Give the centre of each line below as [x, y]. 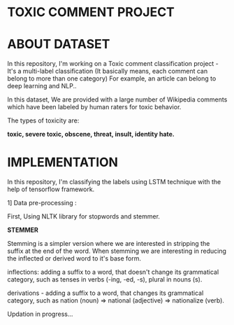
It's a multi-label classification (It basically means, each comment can [108, 71]
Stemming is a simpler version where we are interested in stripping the [109, 244]
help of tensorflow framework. [51, 189]
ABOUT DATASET [59, 44]
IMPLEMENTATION [63, 162]
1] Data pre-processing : [42, 203]
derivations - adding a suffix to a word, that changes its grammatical [105, 293]
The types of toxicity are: [43, 120]
